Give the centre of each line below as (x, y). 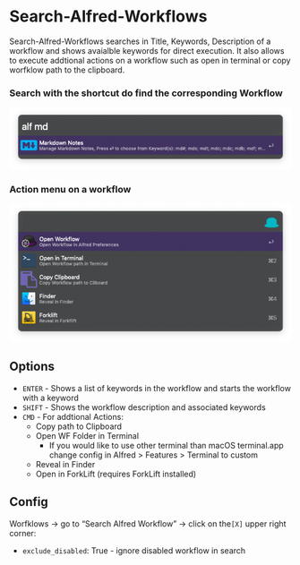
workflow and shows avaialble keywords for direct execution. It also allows (147, 50)
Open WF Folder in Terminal (87, 435)
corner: (23, 533)
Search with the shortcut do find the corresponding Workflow (146, 93)
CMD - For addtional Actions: (73, 416)
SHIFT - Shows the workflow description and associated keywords (144, 407)
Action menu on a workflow (70, 190)
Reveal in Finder (65, 464)
